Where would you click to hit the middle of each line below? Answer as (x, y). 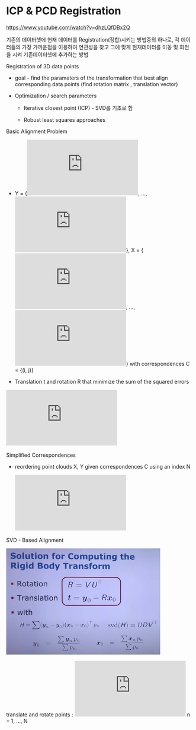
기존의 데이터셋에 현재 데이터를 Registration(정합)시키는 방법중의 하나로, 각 (93, 39)
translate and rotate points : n (98, 715)
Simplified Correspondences (41, 455)
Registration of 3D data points (43, 66)
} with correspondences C (158, 364)
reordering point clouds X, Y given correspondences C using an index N (102, 466)
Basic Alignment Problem (37, 131)
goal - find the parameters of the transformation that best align (91, 78)
